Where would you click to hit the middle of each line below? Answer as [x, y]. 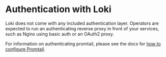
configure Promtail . [25, 49]
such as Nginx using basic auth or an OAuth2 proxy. [60, 34]
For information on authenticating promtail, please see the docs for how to [83, 43]
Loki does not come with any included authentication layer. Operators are [82, 23]
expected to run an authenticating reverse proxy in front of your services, [82, 28]
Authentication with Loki [58, 9]
